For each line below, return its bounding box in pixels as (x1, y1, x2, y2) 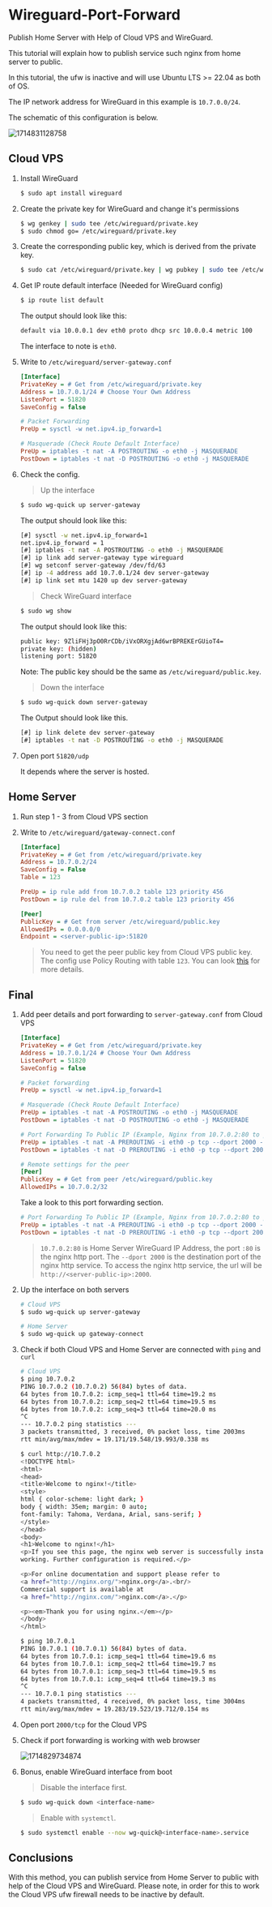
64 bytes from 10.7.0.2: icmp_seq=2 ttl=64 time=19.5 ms (19, 1398, 217, 1406)
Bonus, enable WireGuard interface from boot (19, 1767, 172, 1776)
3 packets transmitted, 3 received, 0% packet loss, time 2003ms (19, 1428, 245, 1437)
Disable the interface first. (40, 1782, 127, 1792)
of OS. (8, 81, 30, 91)
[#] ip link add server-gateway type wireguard (19, 554, 184, 562)
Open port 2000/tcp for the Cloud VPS (19, 1720, 147, 1729)
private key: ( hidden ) (19, 645, 97, 653)
